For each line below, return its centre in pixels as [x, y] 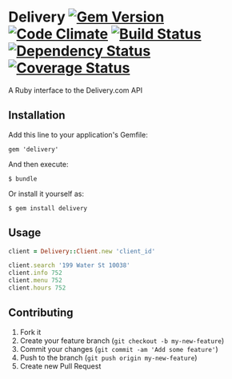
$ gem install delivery [48, 208]
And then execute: [38, 164]
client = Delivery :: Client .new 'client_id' [82, 251]
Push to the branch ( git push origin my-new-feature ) [108, 357]
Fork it [30, 332]
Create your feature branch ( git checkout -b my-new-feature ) [122, 341]
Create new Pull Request [60, 366]
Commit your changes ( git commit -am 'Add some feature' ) [119, 349]
